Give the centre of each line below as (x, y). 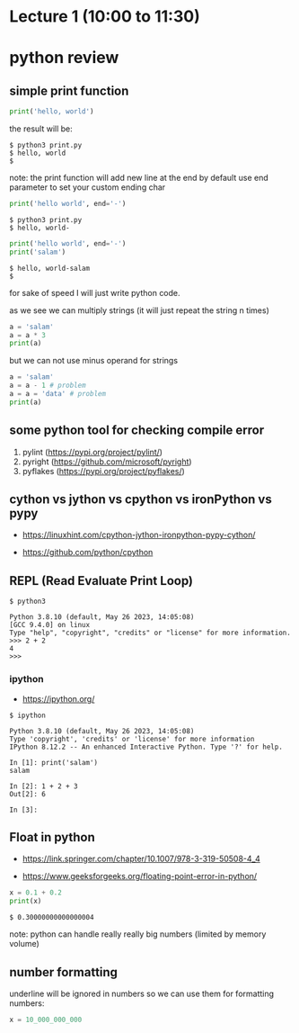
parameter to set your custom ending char (88, 187)
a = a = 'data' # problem (57, 394)
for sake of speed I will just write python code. (95, 292)
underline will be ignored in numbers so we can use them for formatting (142, 993)
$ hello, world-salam (50, 268)
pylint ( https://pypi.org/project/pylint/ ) (92, 452)
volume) (25, 944)
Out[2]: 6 (28, 794)
